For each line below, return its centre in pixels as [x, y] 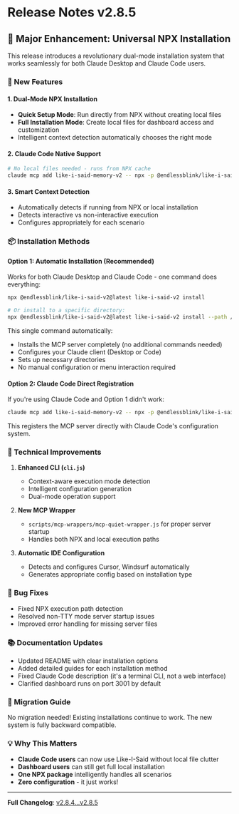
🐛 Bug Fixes [28, 593]
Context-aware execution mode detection [89, 481]
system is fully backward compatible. [62, 725]
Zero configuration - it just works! [68, 782]
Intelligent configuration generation [80, 489]
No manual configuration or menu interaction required [97, 367]
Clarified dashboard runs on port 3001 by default [89, 684]
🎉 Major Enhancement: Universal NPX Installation [119, 39]
